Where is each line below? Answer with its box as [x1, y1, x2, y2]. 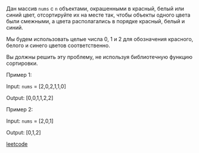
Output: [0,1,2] [6, 129, 41, 136]
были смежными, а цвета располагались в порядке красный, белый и [6, 18, 185, 24]
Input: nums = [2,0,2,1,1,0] [6, 83, 67, 90]
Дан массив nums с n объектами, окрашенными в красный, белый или [6, 5, 185, 12]
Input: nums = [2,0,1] [6, 117, 54, 124]
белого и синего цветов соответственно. [6, 42, 110, 49]
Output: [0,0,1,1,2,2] [6, 95, 54, 101]
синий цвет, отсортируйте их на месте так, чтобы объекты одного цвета [6, 11, 191, 18]
